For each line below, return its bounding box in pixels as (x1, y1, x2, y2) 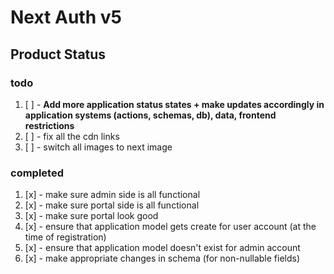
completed (10, 166, 64, 180)
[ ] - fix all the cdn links (24, 130, 120, 142)
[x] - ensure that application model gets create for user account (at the (24, 221, 317, 233)
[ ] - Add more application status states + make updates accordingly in (24, 98, 325, 110)
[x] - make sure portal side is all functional (24, 199, 200, 211)
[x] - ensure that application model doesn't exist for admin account (24, 242, 301, 254)
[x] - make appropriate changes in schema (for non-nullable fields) (24, 252, 301, 265)
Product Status (10, 46, 107, 63)
